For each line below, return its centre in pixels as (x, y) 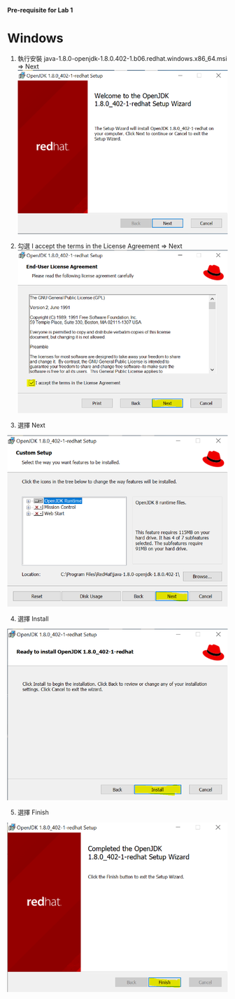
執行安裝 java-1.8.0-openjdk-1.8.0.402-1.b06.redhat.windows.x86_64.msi (122, 58)
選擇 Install (33, 619)
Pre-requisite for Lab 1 (40, 10)
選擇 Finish (33, 812)
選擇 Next (31, 425)
